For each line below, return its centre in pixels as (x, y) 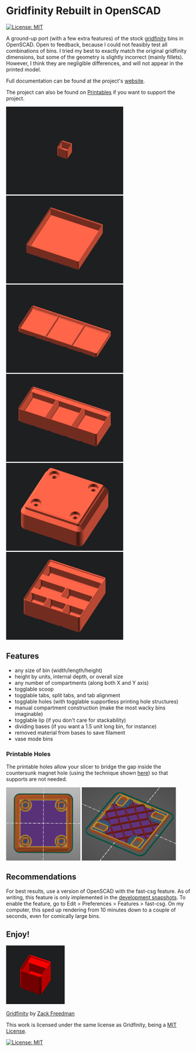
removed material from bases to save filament (70, 732)
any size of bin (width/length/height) (58, 670)
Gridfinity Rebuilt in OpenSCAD (83, 11)
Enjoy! (18, 935)
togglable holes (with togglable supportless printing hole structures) (96, 701)
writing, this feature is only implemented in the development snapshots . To (96, 897)
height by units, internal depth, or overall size (69, 676)
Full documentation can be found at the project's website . (75, 81)
